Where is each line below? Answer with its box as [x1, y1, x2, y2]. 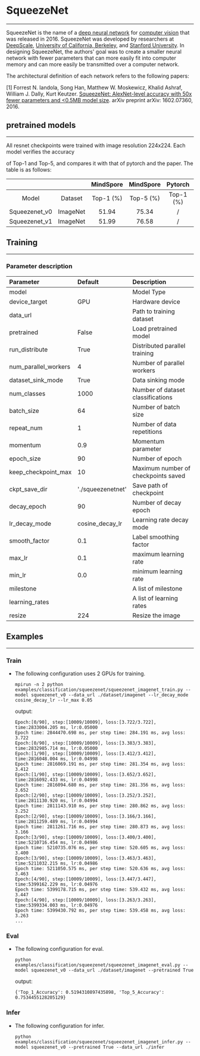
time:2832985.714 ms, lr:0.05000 [14, 745, 98, 751]
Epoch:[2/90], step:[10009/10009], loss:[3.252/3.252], [14, 792, 157, 798]
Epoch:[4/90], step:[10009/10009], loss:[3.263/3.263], [14, 897, 157, 903]
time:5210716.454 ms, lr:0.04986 [14, 839, 98, 846]
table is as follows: [6, 166, 52, 173]
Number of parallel [132, 359, 185, 367]
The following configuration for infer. [14, 1022, 105, 1029]
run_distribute [9, 345, 48, 353]
